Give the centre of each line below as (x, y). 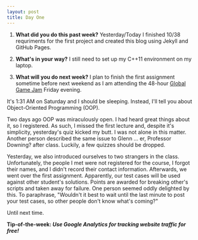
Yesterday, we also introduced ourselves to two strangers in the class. (93, 156)
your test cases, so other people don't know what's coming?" (83, 201)
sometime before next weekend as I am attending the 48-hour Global (100, 83)
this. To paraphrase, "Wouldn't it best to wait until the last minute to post (96, 194)
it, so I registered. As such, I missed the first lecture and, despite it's (91, 125)
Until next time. (25, 212)
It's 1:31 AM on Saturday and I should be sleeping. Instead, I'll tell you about (100, 101)
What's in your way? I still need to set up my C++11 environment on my (103, 59)
